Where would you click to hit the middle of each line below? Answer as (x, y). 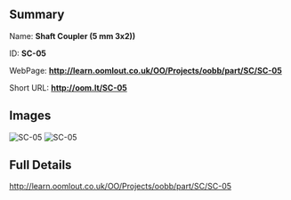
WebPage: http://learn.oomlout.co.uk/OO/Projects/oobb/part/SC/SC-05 (145, 70)
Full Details (40, 165)
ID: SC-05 (28, 53)
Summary (37, 15)
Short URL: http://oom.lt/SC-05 (68, 87)
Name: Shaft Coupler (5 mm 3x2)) (73, 36)
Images (30, 116)
